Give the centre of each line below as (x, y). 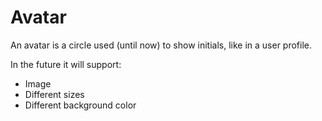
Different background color (80, 105)
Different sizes (54, 94)
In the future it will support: (66, 64)
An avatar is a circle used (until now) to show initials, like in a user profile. (161, 45)
